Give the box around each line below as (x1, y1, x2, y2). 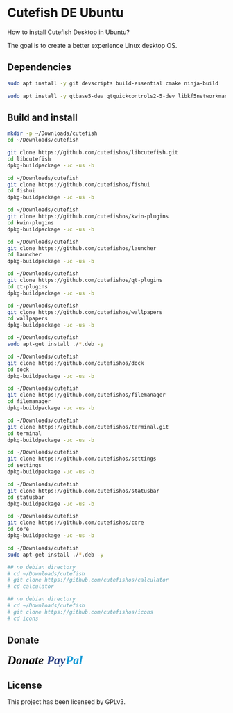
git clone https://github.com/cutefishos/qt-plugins (7, 277, 163, 284)
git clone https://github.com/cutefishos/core (7, 519, 144, 526)
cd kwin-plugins (7, 219, 54, 227)
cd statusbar (7, 493, 45, 501)
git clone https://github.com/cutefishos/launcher (7, 245, 157, 252)
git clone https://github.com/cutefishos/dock (7, 359, 144, 366)
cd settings (7, 462, 42, 469)
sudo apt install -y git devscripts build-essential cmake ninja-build (7, 80, 218, 87)
